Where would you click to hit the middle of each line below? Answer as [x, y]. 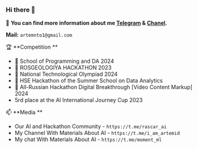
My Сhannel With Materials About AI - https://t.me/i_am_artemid [97, 133]
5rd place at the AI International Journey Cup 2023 [79, 100]
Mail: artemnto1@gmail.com [39, 35]
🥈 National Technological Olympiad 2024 [66, 74]
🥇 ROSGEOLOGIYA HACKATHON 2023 [63, 68]
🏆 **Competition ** [32, 47]
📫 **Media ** [24, 112]
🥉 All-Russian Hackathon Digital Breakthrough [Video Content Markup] [104, 87]
